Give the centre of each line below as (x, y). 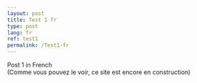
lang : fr (20, 33)
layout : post (26, 13)
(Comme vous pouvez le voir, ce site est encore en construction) (99, 72)
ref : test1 (23, 39)
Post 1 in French (30, 65)
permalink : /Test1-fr (38, 45)
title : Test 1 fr (32, 20)
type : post (23, 26)
